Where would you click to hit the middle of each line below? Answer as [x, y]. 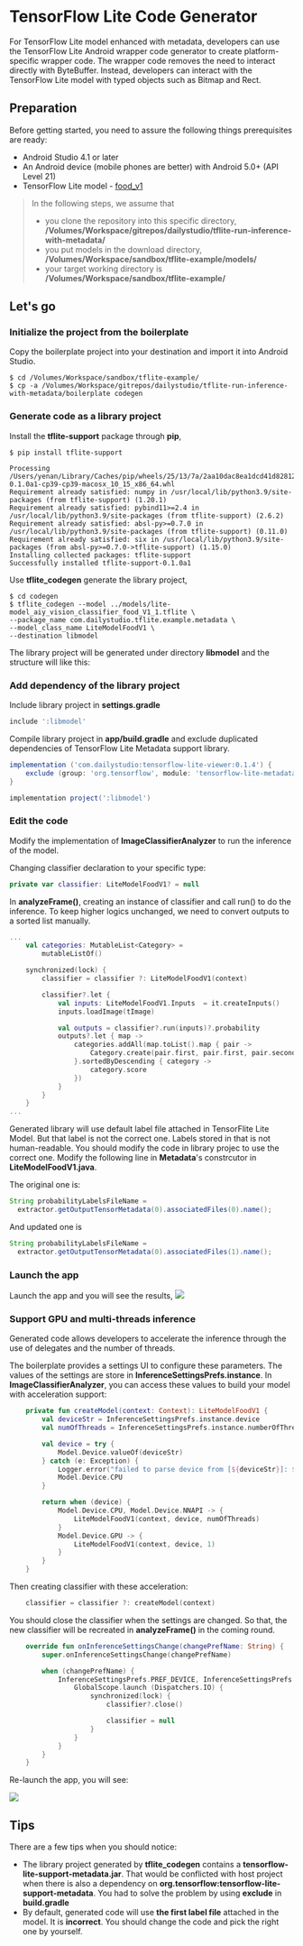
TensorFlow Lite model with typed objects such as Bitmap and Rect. [135, 79]
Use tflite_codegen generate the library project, [98, 580]
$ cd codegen [34, 596]
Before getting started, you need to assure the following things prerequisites [151, 130]
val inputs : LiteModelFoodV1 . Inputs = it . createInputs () [169, 1003]
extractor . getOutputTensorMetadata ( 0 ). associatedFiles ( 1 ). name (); [145, 1252]
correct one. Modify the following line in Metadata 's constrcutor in [133, 1158]
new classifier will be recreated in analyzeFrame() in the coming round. [142, 1629]
